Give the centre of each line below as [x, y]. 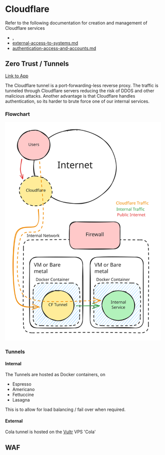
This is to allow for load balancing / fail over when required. [65, 409]
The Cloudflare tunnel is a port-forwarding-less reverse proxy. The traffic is [82, 85]
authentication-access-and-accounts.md [54, 48]
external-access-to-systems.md [45, 43]
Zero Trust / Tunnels [37, 64]
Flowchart [18, 114]
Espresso [22, 384]
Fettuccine [23, 395]
